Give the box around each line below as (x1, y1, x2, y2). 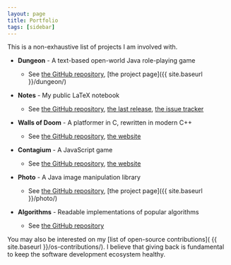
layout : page (7, 10, 46, 18)
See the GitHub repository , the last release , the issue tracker (28, 105, 204, 113)
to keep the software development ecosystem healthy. (7, 250, 166, 259)
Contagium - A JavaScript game (17, 146, 113, 154)
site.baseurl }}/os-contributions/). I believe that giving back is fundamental (7, 242, 225, 251)
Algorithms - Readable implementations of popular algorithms (17, 208, 199, 216)
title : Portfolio (7, 17, 59, 24)
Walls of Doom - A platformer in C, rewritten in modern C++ (17, 118, 193, 127)
